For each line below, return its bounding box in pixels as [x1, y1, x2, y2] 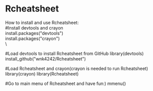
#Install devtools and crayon [5, 24, 63, 30]
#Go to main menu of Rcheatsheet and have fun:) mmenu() [5, 80, 126, 86]
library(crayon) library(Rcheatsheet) [5, 70, 79, 76]
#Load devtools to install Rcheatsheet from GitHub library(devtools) [5, 50, 144, 56]
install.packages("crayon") [5, 35, 60, 41]
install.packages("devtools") [5, 30, 64, 36]
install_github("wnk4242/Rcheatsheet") [5, 55, 86, 61]
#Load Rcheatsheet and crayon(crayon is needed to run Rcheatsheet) [5, 65, 149, 71]
